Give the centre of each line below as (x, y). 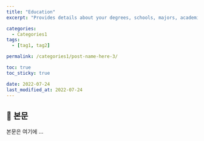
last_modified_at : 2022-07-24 (45, 90)
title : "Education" (31, 12)
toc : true (19, 67)
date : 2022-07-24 (28, 84)
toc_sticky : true (28, 73)
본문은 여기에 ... (25, 132)
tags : (13, 40)
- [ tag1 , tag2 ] (31, 46)
